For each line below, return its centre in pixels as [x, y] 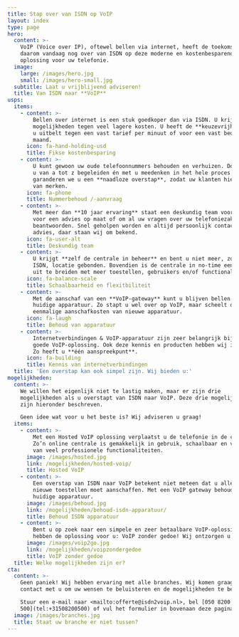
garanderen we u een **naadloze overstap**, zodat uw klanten [127, 179]
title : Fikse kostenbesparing [71, 153]
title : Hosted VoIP [55, 470]
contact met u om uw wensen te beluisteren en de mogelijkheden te [122, 589]
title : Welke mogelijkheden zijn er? [70, 563]
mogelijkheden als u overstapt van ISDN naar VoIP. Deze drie [114, 398]
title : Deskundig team [60, 246]
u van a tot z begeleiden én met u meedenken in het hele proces [132, 173]
